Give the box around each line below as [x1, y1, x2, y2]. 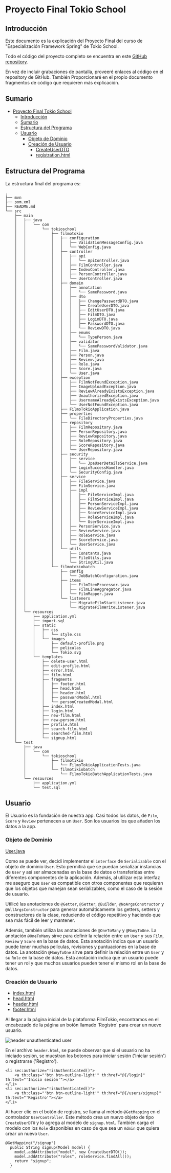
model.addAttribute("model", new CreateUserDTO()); [14, 1149, 127, 1155]
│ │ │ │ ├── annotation [14, 285, 102, 290]
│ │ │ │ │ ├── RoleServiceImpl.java [14, 515, 134, 520]
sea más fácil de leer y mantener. [5, 917, 75, 923]
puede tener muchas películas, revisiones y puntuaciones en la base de [5, 943, 157, 950]
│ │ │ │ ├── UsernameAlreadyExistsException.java [14, 397, 159, 402]
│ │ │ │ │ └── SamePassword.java [14, 289, 127, 294]
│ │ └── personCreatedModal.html [14, 699, 114, 705]
